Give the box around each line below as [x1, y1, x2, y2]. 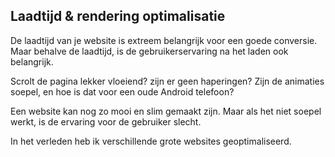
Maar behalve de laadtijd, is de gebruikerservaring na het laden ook [10, 45, 289, 57]
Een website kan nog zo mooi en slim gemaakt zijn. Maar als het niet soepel [10, 105, 322, 117]
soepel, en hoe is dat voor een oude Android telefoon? [10, 85, 235, 98]
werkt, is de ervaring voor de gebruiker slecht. [10, 115, 202, 128]
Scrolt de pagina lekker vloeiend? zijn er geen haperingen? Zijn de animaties [10, 75, 325, 87]
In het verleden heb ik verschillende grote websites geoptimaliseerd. [10, 135, 292, 147]
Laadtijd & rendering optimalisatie [10, 8, 226, 25]
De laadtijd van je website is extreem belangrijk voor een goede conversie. [10, 34, 318, 46]
